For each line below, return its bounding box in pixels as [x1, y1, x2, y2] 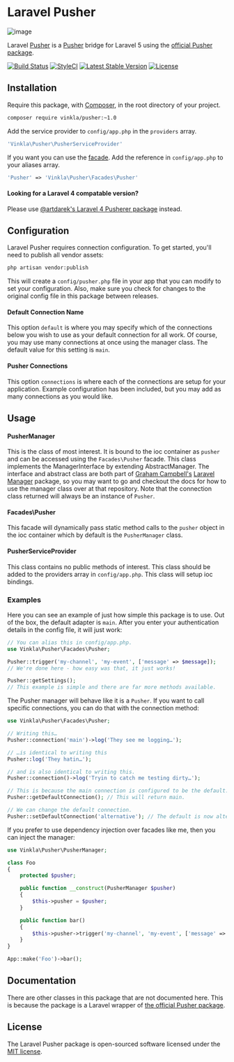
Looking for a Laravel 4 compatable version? [7, 189, 139, 197]
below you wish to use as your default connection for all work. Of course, [7, 331, 218, 339]
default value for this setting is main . [7, 345, 110, 354]
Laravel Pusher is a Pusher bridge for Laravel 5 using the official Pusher [7, 41, 213, 49]
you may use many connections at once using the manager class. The [7, 338, 208, 347]
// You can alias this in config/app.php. [7, 639, 132, 646]
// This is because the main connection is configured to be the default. [7, 787, 229, 794]
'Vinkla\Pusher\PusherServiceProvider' [7, 141, 123, 148]
